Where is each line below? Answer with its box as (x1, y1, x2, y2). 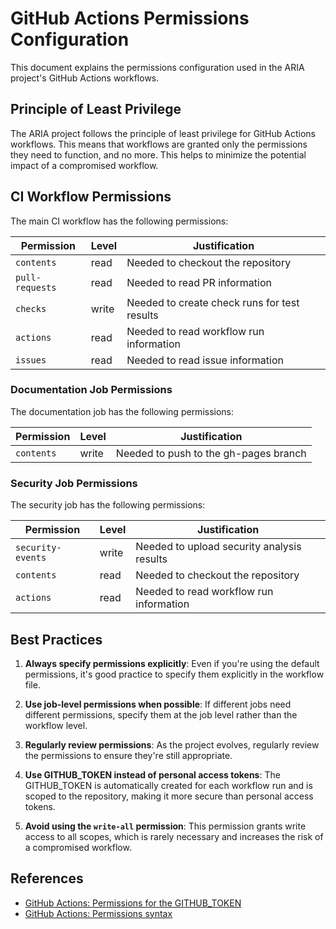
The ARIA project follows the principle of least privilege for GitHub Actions (10, 127, 316, 139)
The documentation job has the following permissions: (10, 405, 235, 417)
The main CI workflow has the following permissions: (10, 215, 229, 227)
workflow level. (24, 719, 88, 731)
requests (15, 282, 57, 293)
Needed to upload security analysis (135, 540, 302, 554)
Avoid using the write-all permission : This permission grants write (24, 820, 307, 832)
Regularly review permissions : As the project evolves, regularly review (24, 738, 320, 751)
